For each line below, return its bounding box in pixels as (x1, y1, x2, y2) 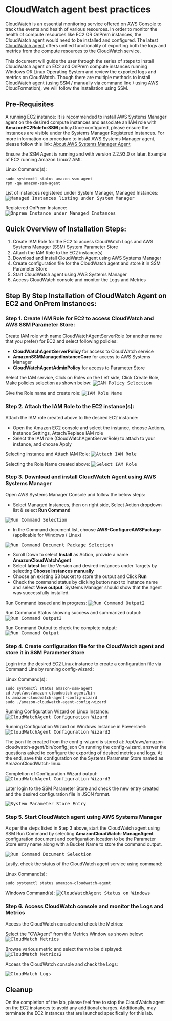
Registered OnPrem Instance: (5, 204, 68, 211)
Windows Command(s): (5, 890, 55, 896)
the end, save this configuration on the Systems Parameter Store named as (5, 755, 164, 761)
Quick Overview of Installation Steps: (5, 225, 127, 234)
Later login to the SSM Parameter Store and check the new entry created (5, 785, 159, 792)
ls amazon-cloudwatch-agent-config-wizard (5, 695, 97, 700)
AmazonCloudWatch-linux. (5, 761, 62, 767)
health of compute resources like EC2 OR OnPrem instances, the (5, 31, 142, 37)
